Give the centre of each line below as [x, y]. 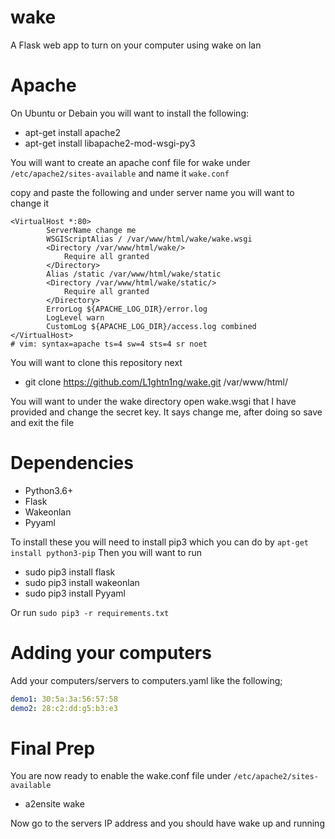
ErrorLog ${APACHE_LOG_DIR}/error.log [127, 309]
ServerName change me [91, 230]
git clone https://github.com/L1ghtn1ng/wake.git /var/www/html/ [156, 382]
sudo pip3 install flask [70, 572]
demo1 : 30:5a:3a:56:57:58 [64, 699]
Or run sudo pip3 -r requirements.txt [90, 612]
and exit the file [42, 422]
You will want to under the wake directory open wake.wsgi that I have [153, 401]
